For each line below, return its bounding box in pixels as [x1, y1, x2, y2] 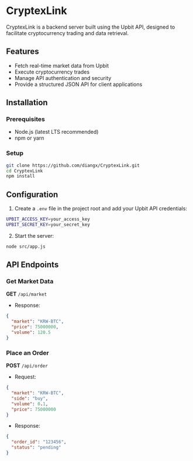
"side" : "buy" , [11, 396, 49, 401]
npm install [6, 174, 35, 179]
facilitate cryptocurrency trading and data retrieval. [6, 29, 129, 36]
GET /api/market [6, 290, 47, 297]
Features [6, 47, 39, 57]
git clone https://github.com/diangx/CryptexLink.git [6, 162, 140, 168]
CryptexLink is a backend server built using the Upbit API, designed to [6, 23, 175, 30]
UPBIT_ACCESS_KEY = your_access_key [6, 216, 91, 223]
